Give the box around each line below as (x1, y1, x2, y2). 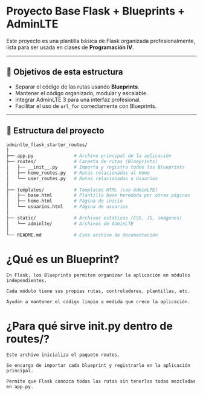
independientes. (6, 278, 47, 284)
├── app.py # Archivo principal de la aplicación (6, 153, 172, 159)
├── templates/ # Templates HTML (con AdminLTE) (6, 187, 158, 193)
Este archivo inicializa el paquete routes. (6, 352, 120, 358)
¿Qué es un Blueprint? (6, 252, 120, 266)
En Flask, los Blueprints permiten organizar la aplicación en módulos (6, 272, 190, 278)
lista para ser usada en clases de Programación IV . (6, 44, 134, 51)
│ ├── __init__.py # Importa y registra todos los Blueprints (6, 164, 185, 170)
